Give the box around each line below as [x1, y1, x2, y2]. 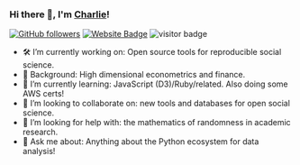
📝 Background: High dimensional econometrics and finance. [22, 69, 246, 80]
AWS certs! [22, 88, 65, 99]
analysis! [22, 146, 56, 157]
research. [22, 126, 59, 138]
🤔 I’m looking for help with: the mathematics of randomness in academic [22, 117, 291, 128]
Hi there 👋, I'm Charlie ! [9, 8, 110, 21]
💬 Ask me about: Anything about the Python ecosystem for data [22, 136, 259, 147]
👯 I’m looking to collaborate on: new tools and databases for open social [22, 98, 291, 109]
